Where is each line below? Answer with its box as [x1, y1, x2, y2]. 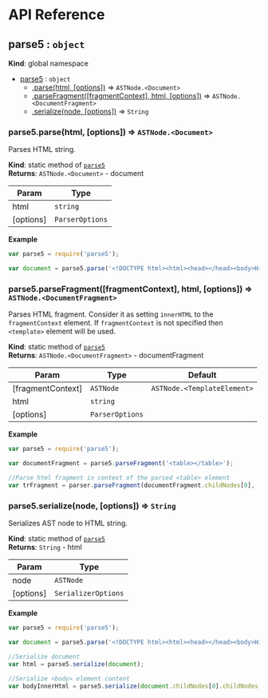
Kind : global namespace [8, 58, 89, 68]
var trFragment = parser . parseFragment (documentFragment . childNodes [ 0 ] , [8, 481, 255, 489]
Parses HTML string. [8, 145, 76, 154]
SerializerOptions [54, 589, 124, 598]
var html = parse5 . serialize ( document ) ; [8, 660, 145, 668]
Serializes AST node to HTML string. [8, 518, 128, 528]
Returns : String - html [8, 542, 82, 552]
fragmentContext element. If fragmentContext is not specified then [8, 318, 223, 328]
